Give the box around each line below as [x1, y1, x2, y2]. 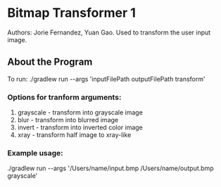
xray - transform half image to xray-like [17, 131, 132, 139]
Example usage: [7, 148, 63, 157]
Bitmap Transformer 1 [7, 5, 136, 21]
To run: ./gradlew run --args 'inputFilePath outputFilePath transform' [7, 75, 206, 83]
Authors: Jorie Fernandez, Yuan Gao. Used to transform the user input [7, 28, 211, 37]
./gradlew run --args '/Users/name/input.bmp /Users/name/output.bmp [7, 164, 214, 173]
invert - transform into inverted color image [17, 123, 143, 131]
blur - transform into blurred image [17, 116, 118, 124]
